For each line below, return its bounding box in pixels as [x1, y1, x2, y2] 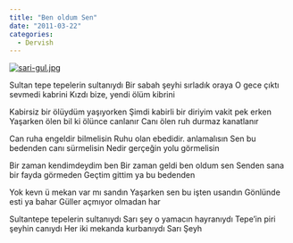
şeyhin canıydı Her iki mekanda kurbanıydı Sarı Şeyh [9, 223, 203, 234]
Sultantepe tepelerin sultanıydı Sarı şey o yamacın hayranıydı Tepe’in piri [9, 214, 276, 224]
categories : [9, 29, 54, 38]
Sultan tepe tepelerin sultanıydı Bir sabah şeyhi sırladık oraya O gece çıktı [9, 80, 280, 90]
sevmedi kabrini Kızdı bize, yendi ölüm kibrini [9, 89, 176, 100]
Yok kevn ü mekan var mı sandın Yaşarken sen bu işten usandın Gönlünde [9, 187, 281, 197]
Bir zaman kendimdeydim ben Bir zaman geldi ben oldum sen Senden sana [9, 160, 284, 171]
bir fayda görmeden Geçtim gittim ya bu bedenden [9, 170, 196, 180]
